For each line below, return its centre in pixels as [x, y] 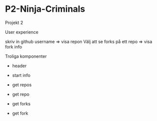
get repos [22, 85]
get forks [21, 103]
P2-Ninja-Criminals [45, 9]
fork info [14, 47]
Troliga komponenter [26, 56]
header [19, 66]
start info [21, 75]
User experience [22, 32]
